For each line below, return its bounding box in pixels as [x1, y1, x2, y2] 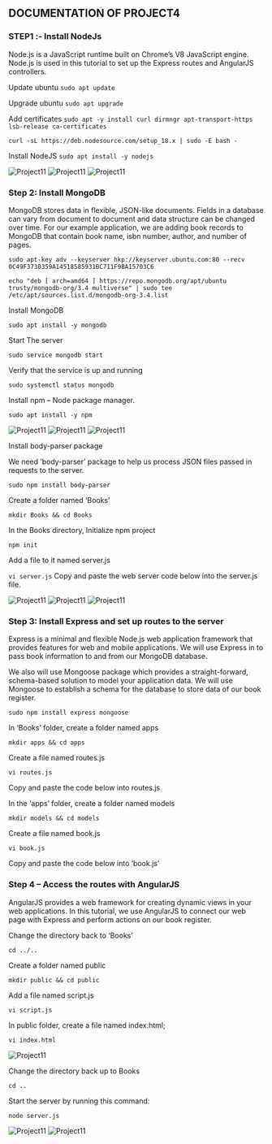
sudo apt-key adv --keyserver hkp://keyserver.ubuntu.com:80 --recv [8, 255, 245, 263]
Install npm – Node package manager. [8, 395, 136, 405]
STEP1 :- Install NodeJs [8, 31, 102, 42]
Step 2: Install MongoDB [8, 187, 106, 198]
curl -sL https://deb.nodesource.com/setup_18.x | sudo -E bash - [8, 136, 238, 145]
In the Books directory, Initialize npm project [8, 525, 156, 535]
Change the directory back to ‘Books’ [8, 930, 133, 940]
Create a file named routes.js [8, 753, 106, 763]
